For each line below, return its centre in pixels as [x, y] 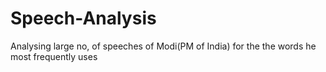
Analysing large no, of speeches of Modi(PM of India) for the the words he [163, 46]
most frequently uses [54, 56]
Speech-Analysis [83, 18]
